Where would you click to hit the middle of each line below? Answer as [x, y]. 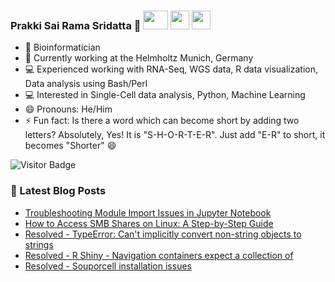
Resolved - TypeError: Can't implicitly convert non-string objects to [163, 234]
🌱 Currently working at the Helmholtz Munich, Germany [139, 58]
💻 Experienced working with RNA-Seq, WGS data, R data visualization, [171, 69]
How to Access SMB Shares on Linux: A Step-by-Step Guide [149, 223]
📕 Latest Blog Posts [58, 191]
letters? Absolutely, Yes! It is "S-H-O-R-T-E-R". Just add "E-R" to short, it [175, 135]
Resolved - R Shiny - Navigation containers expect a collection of [159, 255]
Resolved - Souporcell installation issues [108, 266]
